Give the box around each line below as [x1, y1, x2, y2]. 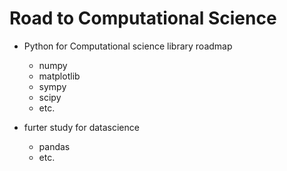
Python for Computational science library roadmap [23, 40, 233, 52]
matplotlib [38, 70, 81, 82]
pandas [38, 140, 71, 152]
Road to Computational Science [9, 7, 277, 30]
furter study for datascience [23, 121, 140, 133]
